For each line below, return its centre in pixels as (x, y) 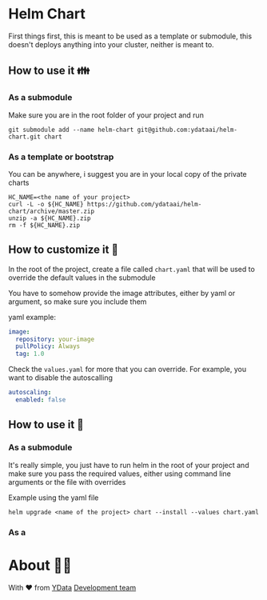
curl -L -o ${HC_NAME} (46, 204)
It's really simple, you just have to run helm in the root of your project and (129, 465)
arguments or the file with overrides (67, 482)
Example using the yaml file (54, 498)
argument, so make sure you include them (78, 302)
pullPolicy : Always (48, 346)
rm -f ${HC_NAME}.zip (44, 225)
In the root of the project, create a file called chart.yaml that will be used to (132, 269)
